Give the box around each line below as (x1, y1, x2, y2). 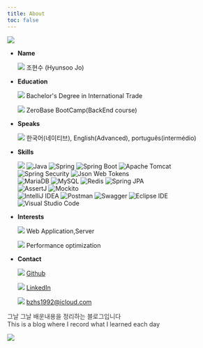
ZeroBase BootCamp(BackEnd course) (26, 106, 137, 114)
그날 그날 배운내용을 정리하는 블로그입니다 (7, 312, 121, 320)
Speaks (17, 119, 40, 127)
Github (26, 269, 46, 277)
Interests (17, 212, 45, 221)
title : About (7, 10, 45, 17)
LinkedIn (26, 283, 51, 292)
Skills (17, 148, 34, 156)
